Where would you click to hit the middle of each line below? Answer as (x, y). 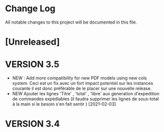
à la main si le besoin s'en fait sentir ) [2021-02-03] (64, 104)
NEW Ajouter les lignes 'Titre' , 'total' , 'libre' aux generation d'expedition (86, 94)
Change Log (30, 9)
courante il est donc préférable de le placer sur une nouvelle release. (82, 88)
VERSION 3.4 (32, 124)
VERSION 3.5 (32, 65)
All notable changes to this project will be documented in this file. (71, 22)
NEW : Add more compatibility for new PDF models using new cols (80, 78)
